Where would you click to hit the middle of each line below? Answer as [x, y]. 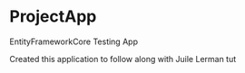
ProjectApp [53, 17]
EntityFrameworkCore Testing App [74, 41]
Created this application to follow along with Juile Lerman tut [123, 59]
